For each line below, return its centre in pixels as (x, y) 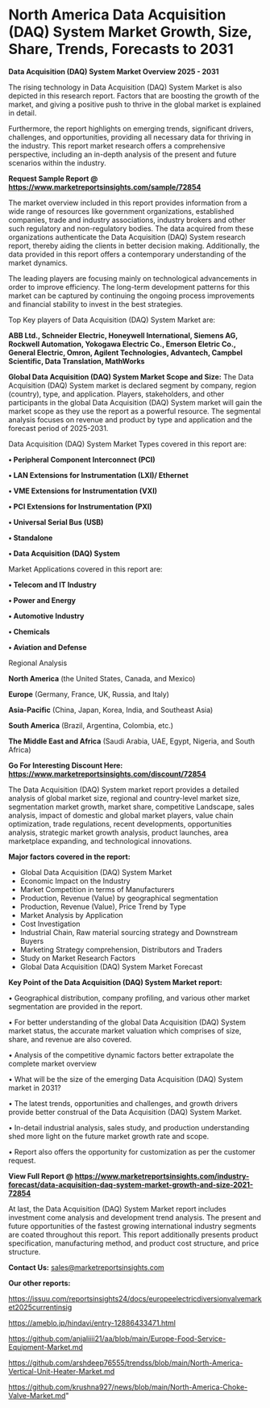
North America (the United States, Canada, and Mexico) (102, 678)
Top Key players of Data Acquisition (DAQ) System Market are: (112, 320)
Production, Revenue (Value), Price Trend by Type (103, 907)
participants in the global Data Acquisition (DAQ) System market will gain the (135, 402)
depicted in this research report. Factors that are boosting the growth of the (134, 95)
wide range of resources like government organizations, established (121, 211)
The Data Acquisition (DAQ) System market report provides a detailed (124, 790)
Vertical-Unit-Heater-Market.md (62, 1371)
